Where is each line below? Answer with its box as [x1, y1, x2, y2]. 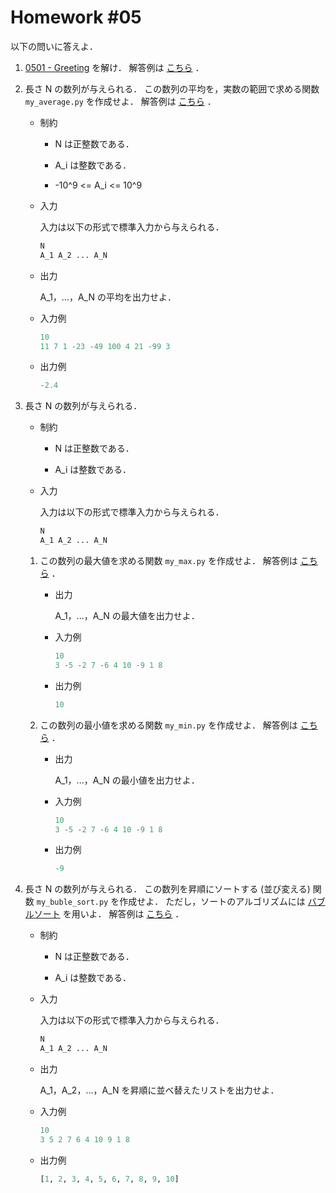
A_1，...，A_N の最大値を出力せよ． [54, 610, 200, 622]
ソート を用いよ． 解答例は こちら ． [33, 908, 185, 920]
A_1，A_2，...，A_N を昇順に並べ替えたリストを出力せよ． [39, 1084, 280, 1096]
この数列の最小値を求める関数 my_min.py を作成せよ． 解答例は [39, 719, 298, 731]
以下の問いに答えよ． [10, 40, 98, 52]
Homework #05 [10, 6, 142, 29]
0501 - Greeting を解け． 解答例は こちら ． [24, 61, 205, 73]
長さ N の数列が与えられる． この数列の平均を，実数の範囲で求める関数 [24, 82, 320, 95]
